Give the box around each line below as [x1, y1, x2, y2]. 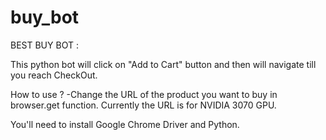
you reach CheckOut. [10, 69, 98, 81]
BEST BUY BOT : [10, 39, 79, 51]
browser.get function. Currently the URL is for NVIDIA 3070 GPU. [10, 99, 277, 111]
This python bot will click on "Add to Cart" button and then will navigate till [10, 58, 317, 70]
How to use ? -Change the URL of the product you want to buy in [10, 88, 278, 100]
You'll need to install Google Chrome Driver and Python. [10, 118, 240, 130]
